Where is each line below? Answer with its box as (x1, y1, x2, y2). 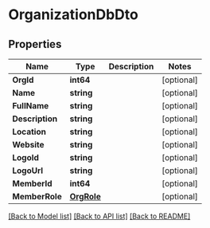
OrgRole (69, 191, 101, 202)
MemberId (12, 178, 52, 189)
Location (12, 126, 46, 137)
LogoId (12, 152, 40, 163)
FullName (12, 100, 49, 111)
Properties (8, 37, 62, 51)
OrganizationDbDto (8, 6, 139, 24)
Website (12, 140, 45, 150)
